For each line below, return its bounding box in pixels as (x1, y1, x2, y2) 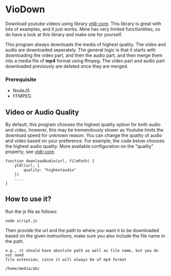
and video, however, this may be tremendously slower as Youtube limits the (5, 127, 164, 133)
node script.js (5, 218, 38, 223)
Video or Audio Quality (5, 108, 79, 116)
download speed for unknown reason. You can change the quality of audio (5, 132, 162, 139)
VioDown (5, 4, 45, 15)
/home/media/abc (5, 266, 40, 271)
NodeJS (12, 88, 30, 94)
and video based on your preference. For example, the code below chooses (5, 138, 165, 144)
